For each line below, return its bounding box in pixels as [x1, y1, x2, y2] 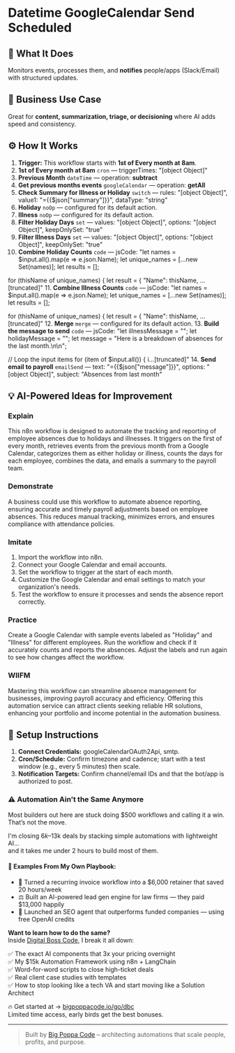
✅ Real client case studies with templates [8, 973, 127, 981]
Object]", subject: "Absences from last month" [29, 370, 162, 378]
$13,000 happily [17, 900, 65, 908]
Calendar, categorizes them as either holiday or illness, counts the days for [8, 449, 223, 458]
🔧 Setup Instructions [8, 729, 99, 741]
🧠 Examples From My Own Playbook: [8, 862, 116, 871]
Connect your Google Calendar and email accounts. [17, 560, 167, 569]
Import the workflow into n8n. [17, 553, 104, 561]
